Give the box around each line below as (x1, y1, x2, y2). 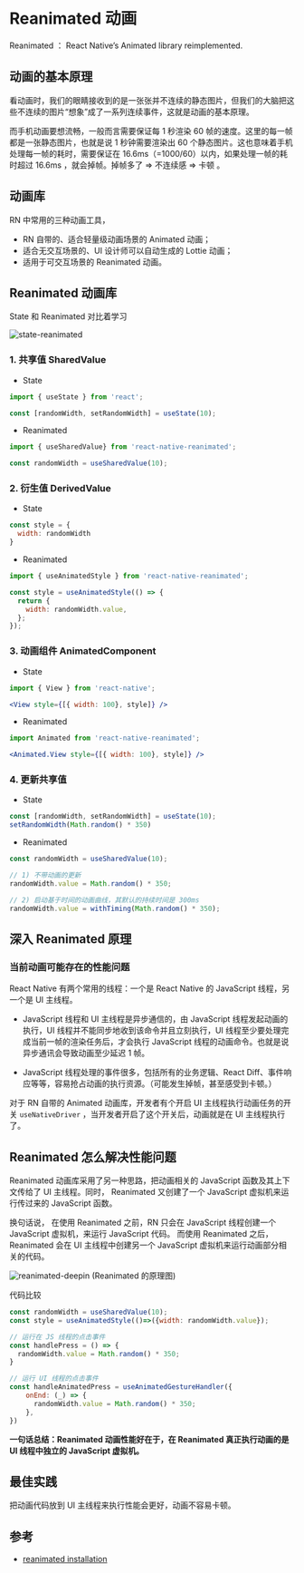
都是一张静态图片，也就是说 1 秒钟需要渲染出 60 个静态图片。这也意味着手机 (9, 137, 293, 148)
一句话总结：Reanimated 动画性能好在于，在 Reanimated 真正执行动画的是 (9, 1433, 290, 1444)
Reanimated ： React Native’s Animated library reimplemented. (9, 40, 243, 51)
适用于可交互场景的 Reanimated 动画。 (22, 256, 167, 267)
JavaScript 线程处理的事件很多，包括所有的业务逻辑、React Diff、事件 (22, 1067, 284, 1078)
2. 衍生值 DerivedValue (9, 482, 111, 495)
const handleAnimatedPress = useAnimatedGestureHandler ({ (9, 1383, 233, 1392)
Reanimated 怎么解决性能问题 (9, 1149, 176, 1165)
